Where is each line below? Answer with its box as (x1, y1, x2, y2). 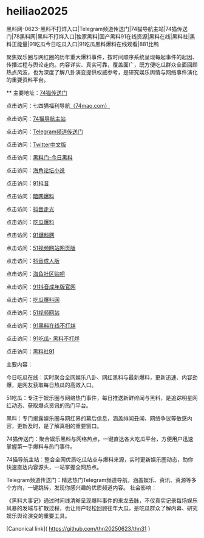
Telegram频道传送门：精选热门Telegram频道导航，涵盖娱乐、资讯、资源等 (6, 476, 192, 483)
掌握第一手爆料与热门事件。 (6, 442, 76, 450)
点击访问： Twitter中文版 (6, 141, 67, 148)
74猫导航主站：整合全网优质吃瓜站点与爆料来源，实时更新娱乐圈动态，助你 (6, 455, 194, 463)
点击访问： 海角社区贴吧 (6, 270, 65, 278)
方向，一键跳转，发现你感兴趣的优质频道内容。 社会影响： (11, 484, 157, 491)
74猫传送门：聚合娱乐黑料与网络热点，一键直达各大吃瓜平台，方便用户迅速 (6, 435, 194, 442)
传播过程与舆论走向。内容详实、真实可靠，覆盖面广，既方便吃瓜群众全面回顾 (6, 61, 198, 68)
